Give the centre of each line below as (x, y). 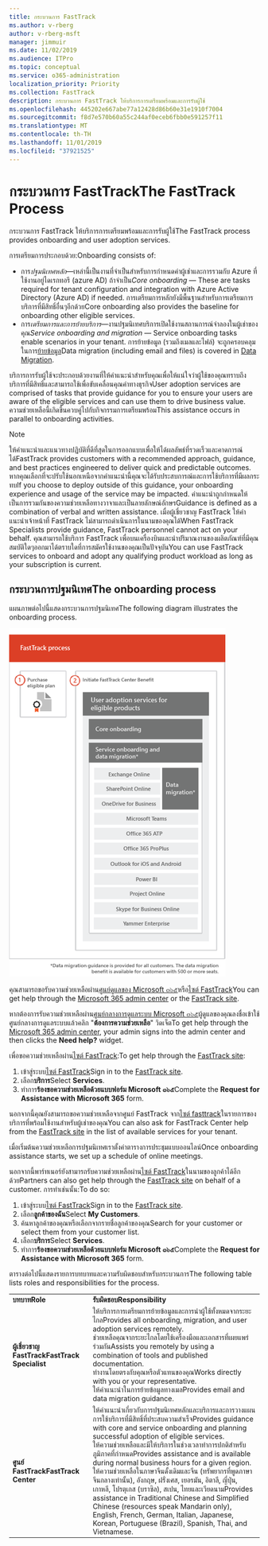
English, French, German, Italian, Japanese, (163, 1514)
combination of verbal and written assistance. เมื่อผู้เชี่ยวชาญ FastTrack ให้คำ (128, 511)
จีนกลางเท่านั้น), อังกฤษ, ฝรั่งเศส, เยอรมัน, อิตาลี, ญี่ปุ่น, (165, 1480)
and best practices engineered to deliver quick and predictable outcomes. (130, 467)
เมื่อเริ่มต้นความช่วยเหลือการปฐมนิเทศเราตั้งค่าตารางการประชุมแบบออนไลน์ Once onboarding (134, 1147)
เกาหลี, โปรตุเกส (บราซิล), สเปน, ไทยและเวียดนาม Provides (173, 1489)
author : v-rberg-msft (45, 33)
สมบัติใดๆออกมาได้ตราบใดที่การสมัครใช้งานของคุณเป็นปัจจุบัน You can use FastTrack (126, 547)
